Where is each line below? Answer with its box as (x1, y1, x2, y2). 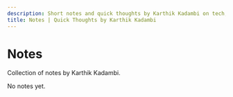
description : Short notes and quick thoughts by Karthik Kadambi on (7, 10, 209, 17)
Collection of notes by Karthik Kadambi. (7, 69, 121, 77)
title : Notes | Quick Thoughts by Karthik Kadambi (7, 17, 157, 23)
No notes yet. (7, 82, 46, 90)
